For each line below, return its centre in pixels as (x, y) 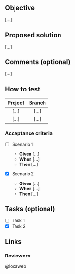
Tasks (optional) (30, 209)
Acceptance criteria (29, 133)
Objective (20, 8)
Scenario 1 (22, 144)
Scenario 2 (23, 174)
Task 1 (18, 220)
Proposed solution (33, 35)
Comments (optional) (38, 62)
